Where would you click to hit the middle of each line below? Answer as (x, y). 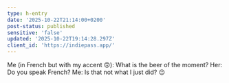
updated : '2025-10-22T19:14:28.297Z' (61, 39)
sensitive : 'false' (35, 33)
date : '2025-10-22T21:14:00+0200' (57, 20)
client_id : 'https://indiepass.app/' (61, 45)
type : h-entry (28, 13)
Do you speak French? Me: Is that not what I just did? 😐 (86, 72)
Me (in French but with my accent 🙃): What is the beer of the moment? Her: (115, 65)
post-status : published (41, 26)
